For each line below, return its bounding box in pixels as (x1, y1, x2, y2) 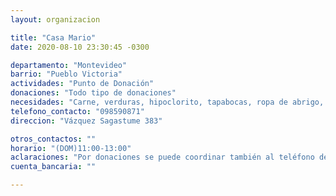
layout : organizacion (10, 14, 101, 25)
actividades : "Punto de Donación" (10, 79, 155, 89)
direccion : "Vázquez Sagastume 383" (10, 116, 163, 126)
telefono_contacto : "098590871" (10, 106, 145, 116)
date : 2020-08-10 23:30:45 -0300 (10, 42, 150, 52)
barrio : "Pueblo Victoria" (10, 69, 123, 80)
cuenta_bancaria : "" (10, 162, 97, 172)
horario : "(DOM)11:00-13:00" (10, 143, 132, 153)
